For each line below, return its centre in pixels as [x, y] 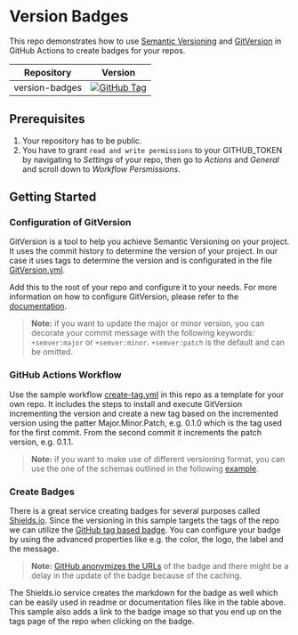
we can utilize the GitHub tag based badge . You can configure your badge [145, 530]
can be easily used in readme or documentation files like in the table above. [148, 602]
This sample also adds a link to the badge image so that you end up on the [145, 612]
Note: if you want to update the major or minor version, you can [148, 323]
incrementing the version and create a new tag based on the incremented [144, 413]
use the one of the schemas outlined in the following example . [145, 468]
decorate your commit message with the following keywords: [143, 333]
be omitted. [52, 352]
